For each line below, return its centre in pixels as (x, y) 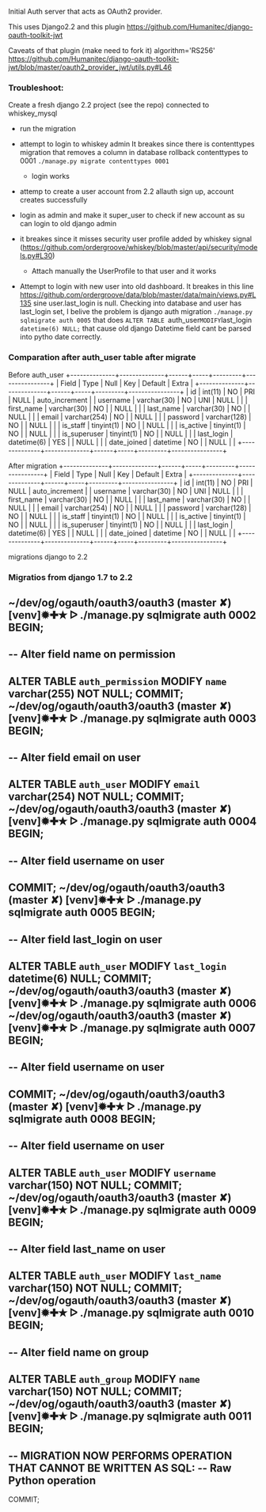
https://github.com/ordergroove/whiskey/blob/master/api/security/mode (140, 248)
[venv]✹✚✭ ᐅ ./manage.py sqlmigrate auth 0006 (133, 1004)
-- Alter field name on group (78, 1352)
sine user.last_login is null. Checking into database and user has (137, 303)
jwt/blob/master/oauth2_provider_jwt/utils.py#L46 (90, 67)
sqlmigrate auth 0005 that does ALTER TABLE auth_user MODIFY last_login (136, 320)
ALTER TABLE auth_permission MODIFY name (118, 681)
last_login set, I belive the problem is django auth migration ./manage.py (136, 312)
